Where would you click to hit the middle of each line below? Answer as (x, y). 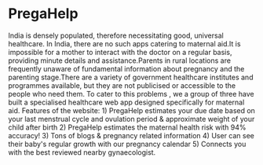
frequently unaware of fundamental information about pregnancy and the (126, 68)
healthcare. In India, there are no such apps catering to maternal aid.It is (124, 43)
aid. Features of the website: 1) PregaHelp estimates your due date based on (131, 110)
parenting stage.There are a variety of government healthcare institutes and (131, 77)
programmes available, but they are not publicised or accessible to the (122, 85)
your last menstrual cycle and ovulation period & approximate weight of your (131, 119)
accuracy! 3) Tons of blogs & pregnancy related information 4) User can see (131, 135)
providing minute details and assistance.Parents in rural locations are (120, 60)
